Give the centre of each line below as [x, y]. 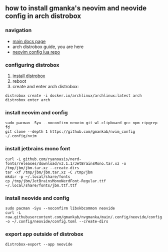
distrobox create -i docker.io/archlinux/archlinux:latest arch [73, 95]
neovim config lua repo [36, 52]
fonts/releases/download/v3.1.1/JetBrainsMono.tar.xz [62, 163]
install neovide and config [37, 198]
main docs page [29, 41]
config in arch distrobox [43, 16]
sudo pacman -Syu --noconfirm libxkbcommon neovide [60, 208]
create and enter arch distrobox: [45, 86]
